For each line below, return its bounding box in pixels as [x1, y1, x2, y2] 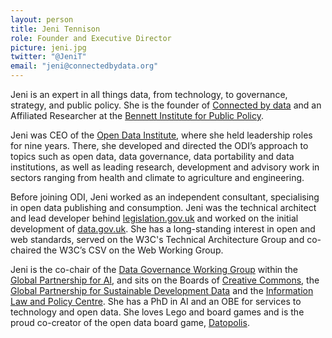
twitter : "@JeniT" [10, 52, 87, 62]
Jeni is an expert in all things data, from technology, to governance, [10, 89, 288, 100]
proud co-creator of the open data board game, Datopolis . [10, 317, 250, 328]
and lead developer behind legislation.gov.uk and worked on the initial [10, 212, 299, 224]
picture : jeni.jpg [10, 42, 87, 53]
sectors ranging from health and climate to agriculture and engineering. [10, 172, 305, 183]
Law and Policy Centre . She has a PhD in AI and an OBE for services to [10, 296, 302, 307]
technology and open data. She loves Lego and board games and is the [10, 306, 305, 318]
